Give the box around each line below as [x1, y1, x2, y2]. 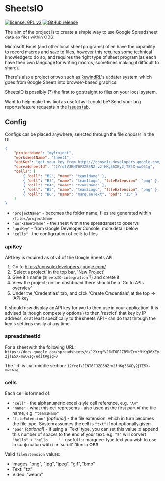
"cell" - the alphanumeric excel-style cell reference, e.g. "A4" [12, 400, 138, 406]
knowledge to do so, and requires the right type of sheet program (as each [5, 54, 156, 60]
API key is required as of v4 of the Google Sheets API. [5, 255, 114, 260]
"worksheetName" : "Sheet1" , [14, 155, 71, 160]
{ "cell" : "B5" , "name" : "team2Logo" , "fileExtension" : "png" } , [23, 187, 160, 192]
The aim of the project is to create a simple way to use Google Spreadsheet [5, 29, 158, 35]
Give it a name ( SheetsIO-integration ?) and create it [12, 274, 120, 280]
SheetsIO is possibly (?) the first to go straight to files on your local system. [5, 89, 157, 95]
